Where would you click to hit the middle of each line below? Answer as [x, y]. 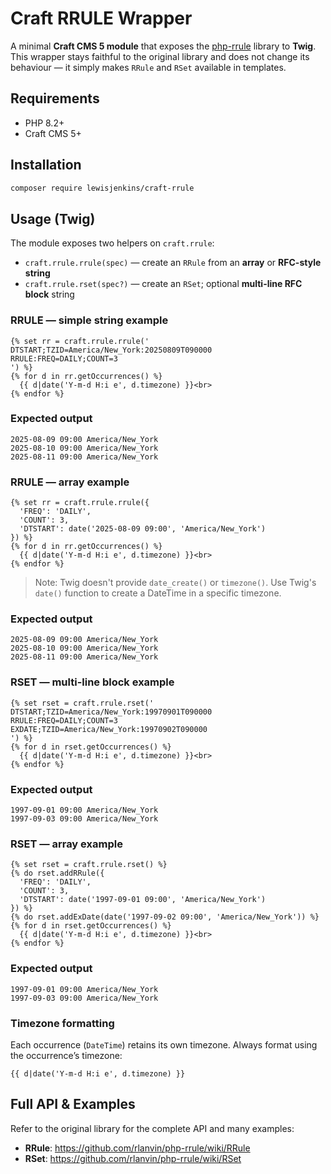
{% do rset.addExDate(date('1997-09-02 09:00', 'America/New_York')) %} [165, 917]
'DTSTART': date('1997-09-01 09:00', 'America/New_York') [143, 900]
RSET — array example [66, 844]
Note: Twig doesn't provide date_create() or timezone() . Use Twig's [175, 583]
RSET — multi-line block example [92, 682]
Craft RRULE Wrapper [101, 18]
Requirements [55, 98]
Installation [46, 165]
